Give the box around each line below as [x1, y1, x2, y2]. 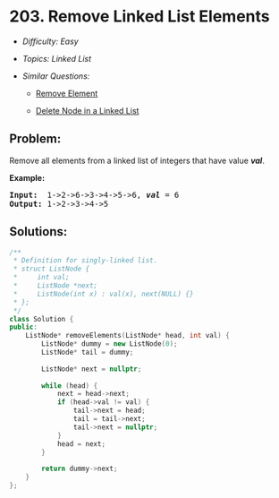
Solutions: [9, 224, 68, 239]
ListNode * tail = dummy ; [41, 348, 134, 357]
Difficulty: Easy [21, 36, 79, 47]
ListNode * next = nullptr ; [41, 365, 142, 373]
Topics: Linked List [21, 53, 92, 64]
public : [9, 322, 38, 332]
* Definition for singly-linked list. [13, 256, 158, 265]
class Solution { [9, 314, 74, 323]
